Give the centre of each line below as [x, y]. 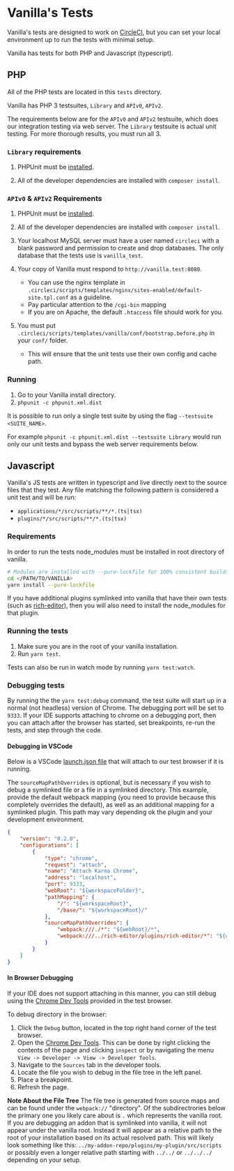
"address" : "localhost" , [80, 878]
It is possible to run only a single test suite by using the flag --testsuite [110, 416]
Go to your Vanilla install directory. [67, 395]
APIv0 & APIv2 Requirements [55, 198]
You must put [36, 326]
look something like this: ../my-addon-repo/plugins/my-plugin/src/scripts [115, 1144]
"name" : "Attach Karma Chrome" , [91, 871]
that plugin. [23, 613]
